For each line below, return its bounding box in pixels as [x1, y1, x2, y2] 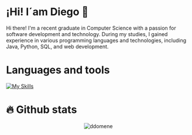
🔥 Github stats [6, 103, 77, 116]
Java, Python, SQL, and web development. [6, 43, 109, 50]
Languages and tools [6, 63, 110, 77]
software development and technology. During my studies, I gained [6, 30, 168, 37]
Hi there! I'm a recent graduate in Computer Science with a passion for [6, 24, 177, 31]
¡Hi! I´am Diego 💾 [6, 5, 89, 19]
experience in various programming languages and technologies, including [6, 37, 186, 44]
